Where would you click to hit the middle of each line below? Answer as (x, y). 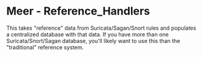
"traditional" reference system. (45, 47)
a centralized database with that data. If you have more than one (88, 34)
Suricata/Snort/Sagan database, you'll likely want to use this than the (93, 41)
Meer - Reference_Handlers (78, 11)
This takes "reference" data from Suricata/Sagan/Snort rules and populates (101, 28)
